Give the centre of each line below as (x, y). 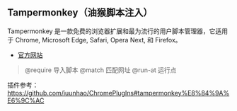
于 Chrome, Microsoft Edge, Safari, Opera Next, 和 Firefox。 (94, 40)
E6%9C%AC (26, 100)
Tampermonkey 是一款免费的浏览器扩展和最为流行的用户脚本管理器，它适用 (118, 31)
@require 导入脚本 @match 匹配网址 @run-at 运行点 (100, 70)
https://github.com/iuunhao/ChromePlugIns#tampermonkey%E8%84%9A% (118, 93)
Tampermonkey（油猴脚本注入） (80, 13)
